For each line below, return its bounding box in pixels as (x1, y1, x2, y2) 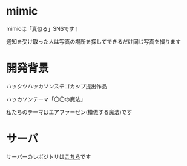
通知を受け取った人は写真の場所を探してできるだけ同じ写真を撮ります (6, 38, 182, 45)
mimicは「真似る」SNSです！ (6, 25, 80, 32)
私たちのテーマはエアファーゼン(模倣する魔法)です (6, 108, 133, 116)
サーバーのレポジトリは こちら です (6, 153, 91, 160)
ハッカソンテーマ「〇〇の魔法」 (6, 95, 86, 102)
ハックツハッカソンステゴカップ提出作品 (6, 82, 107, 90)
